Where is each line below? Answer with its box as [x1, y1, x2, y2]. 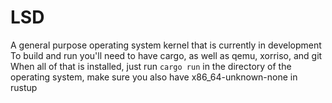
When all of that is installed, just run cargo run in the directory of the [10, 60, 292, 72]
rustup [10, 81, 38, 93]
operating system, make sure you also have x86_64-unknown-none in [10, 71, 298, 83]
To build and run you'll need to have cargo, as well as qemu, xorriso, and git [10, 49, 323, 61]
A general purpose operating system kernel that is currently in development [10, 39, 322, 51]
